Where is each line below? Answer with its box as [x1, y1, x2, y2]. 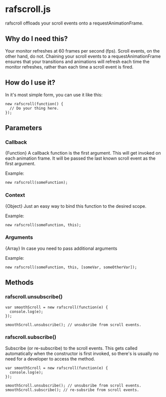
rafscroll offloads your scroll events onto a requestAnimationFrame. [5, 20, 144, 26]
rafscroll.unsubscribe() [5, 293, 63, 300]
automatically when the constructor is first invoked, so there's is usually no [5, 350, 159, 356]
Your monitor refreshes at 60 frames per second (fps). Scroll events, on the [5, 48, 160, 54]
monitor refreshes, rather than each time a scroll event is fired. [5, 64, 134, 70]
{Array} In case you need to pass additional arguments [5, 245, 118, 251]
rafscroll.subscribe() [5, 334, 56, 341]
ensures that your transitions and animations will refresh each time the [5, 59, 150, 65]
